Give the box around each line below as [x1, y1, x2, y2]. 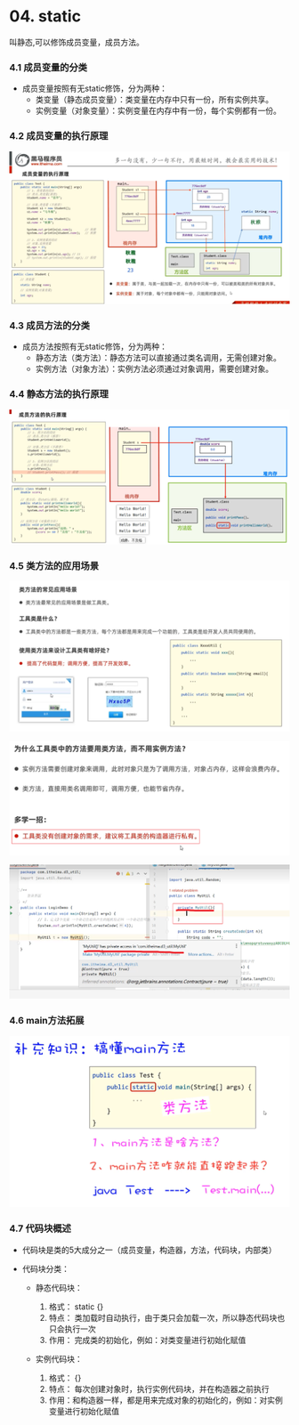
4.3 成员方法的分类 [9, 320, 91, 332]
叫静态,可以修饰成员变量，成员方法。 [9, 36, 145, 47]
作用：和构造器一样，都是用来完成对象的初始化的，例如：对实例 [48, 1395, 283, 1405]
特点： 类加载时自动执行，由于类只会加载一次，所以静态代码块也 [48, 1312, 286, 1323]
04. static [9, 6, 82, 27]
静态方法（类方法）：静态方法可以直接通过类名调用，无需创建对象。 [35, 352, 282, 363]
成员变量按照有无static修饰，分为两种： [21, 83, 167, 94]
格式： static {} [48, 1301, 104, 1312]
